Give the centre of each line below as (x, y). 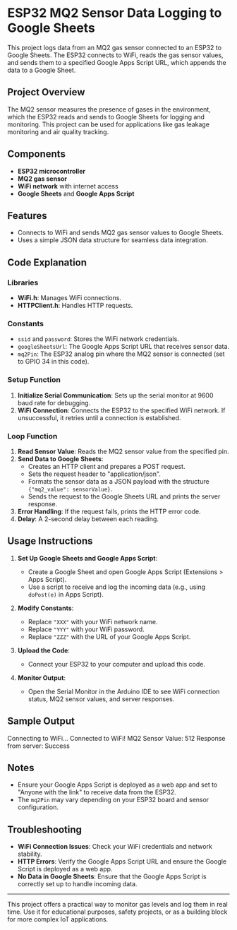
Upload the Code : (44, 650)
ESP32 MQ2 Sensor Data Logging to (115, 13)
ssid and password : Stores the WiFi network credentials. (98, 339)
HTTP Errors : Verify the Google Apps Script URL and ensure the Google (122, 862)
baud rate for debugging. (54, 403)
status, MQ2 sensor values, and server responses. (101, 699)
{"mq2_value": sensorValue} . (70, 489)
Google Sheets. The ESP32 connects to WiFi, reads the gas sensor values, (115, 55)
